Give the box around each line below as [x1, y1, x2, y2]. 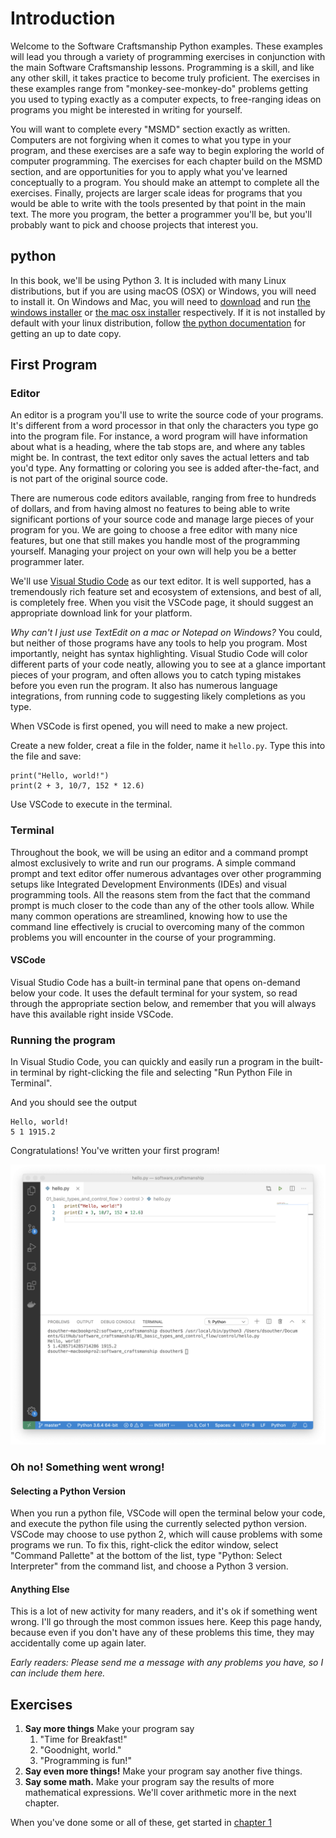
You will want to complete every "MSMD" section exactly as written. [10, 123, 291, 135]
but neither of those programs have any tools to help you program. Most [10, 637, 308, 649]
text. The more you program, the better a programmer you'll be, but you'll [10, 208, 313, 220]
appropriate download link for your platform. [10, 607, 193, 619]
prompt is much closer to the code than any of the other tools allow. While [10, 899, 315, 911]
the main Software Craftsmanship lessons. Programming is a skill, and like [10, 61, 315, 73]
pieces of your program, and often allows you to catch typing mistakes [10, 669, 302, 681]
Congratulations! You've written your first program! [10, 1145, 220, 1157]
